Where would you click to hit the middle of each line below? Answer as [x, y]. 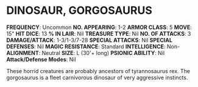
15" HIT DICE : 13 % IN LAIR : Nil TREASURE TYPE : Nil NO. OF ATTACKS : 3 [99, 33]
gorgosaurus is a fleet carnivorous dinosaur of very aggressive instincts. [97, 77]
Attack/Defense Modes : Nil [41, 59]
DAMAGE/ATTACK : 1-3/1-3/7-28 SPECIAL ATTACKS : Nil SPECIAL [89, 40]
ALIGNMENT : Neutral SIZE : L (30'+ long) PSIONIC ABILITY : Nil [86, 53]
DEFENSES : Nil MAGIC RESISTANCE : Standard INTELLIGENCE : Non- [93, 47]
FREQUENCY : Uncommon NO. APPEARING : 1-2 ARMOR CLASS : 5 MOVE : [99, 27]
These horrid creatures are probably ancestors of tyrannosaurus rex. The [98, 71]
